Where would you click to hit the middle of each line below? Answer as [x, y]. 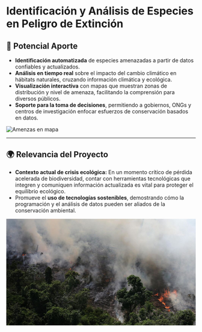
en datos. [26, 118]
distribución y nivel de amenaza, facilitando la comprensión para [95, 92]
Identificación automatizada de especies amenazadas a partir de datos [104, 60]
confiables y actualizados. [47, 67]
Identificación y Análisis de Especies [100, 11]
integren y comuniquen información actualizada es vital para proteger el [104, 185]
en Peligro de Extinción [65, 24]
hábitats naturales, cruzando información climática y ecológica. [93, 80]
